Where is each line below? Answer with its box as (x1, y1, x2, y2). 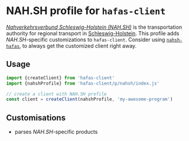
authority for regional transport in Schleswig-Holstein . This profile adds (6, 29, 180, 36)
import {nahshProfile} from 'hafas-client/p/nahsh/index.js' (6, 80, 160, 86)
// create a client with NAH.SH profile (6, 91, 107, 97)
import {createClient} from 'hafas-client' (6, 75, 115, 80)
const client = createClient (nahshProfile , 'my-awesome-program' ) (6, 96, 173, 102)
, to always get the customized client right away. (19, 42, 137, 49)
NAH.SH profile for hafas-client (6, 4, 166, 18)
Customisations (6, 113, 66, 123)
